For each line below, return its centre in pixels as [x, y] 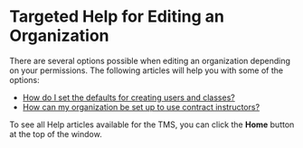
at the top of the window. [56, 134]
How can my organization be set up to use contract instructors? [141, 106]
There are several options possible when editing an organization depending [150, 60]
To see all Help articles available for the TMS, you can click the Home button [152, 125]
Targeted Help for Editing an [117, 17]
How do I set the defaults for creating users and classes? [128, 97]
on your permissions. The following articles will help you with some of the [146, 70]
